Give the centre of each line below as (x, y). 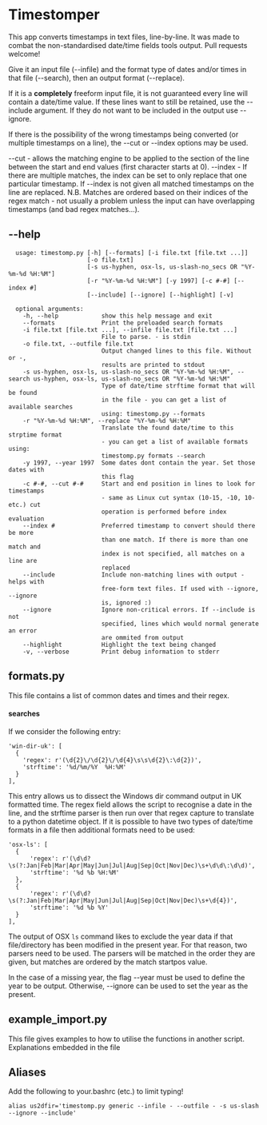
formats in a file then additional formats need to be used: (102, 830)
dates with (26, 469)
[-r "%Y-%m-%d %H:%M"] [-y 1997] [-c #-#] (158, 281)
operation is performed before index (164, 512)
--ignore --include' (43, 1113)
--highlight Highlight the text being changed (120, 644)
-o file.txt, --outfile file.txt (78, 344)
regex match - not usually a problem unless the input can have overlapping (132, 201)
